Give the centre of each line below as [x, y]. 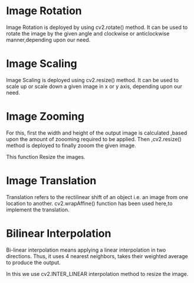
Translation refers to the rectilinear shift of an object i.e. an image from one [97, 197]
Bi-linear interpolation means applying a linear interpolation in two [86, 250]
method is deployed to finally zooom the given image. [71, 145]
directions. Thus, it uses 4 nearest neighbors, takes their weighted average [97, 256]
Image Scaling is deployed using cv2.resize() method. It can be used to [92, 80]
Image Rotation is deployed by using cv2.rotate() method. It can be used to [97, 27]
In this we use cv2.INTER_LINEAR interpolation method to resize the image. [97, 274]
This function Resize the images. [46, 157]
